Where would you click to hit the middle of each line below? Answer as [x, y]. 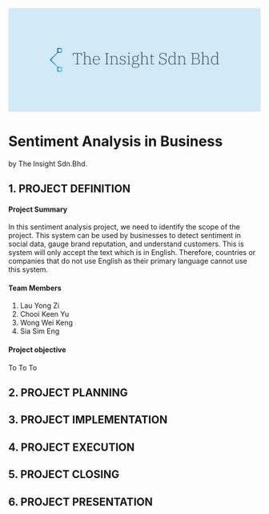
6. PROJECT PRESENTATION [81, 502]
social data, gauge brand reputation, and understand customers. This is [126, 244]
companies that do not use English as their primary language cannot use [128, 261]
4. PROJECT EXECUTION [71, 447]
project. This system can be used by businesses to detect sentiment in [125, 236]
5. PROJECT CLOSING [64, 474]
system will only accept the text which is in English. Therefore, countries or [132, 253]
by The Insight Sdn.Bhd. [48, 164]
